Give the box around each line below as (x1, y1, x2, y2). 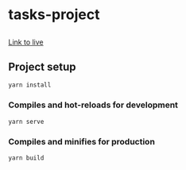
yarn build (8, 153, 45, 162)
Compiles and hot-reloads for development (8, 99, 179, 110)
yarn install (8, 81, 52, 89)
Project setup (8, 60, 77, 73)
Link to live (8, 37, 44, 47)
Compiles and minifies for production (8, 136, 155, 147)
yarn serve (8, 118, 45, 126)
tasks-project (8, 6, 100, 24)
